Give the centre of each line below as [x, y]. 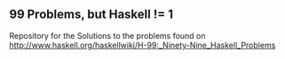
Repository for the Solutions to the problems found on [107, 35]
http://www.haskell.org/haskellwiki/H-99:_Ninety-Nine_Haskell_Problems [142, 45]
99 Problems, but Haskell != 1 [91, 15]
